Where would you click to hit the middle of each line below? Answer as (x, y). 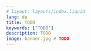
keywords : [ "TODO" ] (30, 28)
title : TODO (21, 22)
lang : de (17, 17)
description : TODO (28, 33)
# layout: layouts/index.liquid (45, 11)
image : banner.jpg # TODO (38, 39)
